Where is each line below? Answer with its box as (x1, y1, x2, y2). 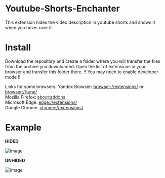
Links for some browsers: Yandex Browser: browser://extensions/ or (5, 84, 144, 89)
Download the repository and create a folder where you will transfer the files (5, 58, 161, 64)
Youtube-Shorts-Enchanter (5, 3, 120, 14)
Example (5, 122, 41, 133)
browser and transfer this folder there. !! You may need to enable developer (5, 69, 159, 75)
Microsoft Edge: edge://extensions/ (5, 99, 78, 105)
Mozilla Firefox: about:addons (5, 94, 66, 100)
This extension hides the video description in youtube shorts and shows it (5, 19, 156, 25)
